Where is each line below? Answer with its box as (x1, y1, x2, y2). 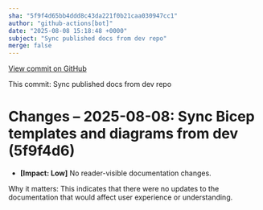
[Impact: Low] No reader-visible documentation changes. (19, 168, 212, 178)
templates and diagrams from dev (8, 125, 239, 143)
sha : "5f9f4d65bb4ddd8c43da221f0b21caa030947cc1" (8, 11, 179, 20)
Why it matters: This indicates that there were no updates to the (8, 184, 220, 194)
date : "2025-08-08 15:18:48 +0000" (8, 27, 128, 35)
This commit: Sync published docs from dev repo (8, 80, 172, 89)
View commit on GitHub (8, 64, 87, 73)
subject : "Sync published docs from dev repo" (8, 34, 167, 43)
